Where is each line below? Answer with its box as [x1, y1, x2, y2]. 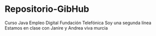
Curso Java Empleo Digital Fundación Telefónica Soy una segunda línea [4, 20, 152, 26]
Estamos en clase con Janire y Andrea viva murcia [4, 25, 108, 31]
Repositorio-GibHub [4, 3, 89, 15]
